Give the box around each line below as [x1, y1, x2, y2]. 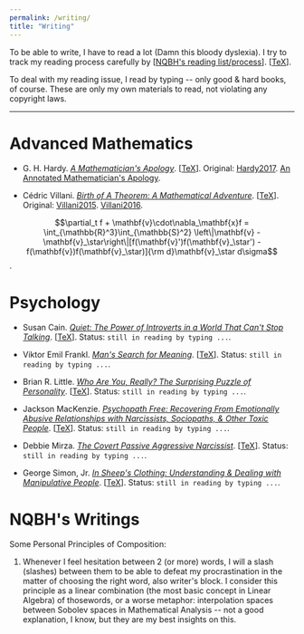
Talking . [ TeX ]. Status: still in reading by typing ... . [22, 331, 232, 342]
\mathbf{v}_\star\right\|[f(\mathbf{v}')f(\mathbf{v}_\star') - [43, 236, 261, 247]
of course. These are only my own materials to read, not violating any [9, 83, 268, 94]
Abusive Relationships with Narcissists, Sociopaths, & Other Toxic [22, 413, 269, 424]
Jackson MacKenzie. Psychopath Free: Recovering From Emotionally [22, 404, 280, 415]
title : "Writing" [9, 22, 75, 31]
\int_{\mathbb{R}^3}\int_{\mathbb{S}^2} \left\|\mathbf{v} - [43, 227, 261, 238]
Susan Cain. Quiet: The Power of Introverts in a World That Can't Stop [22, 322, 284, 333]
